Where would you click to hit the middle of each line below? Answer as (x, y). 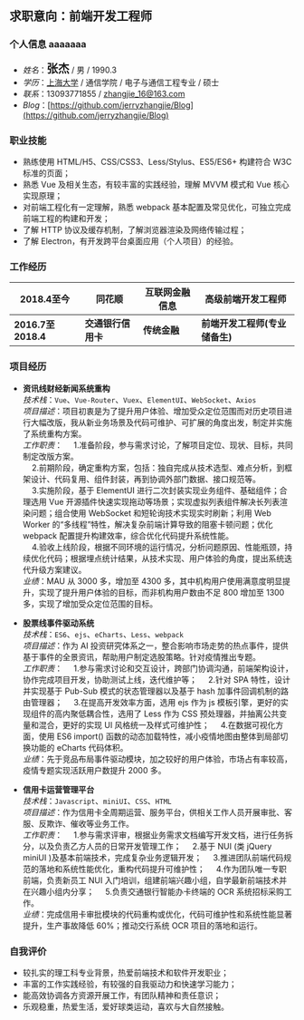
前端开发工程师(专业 (244, 324)
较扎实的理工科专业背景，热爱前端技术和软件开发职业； (125, 972)
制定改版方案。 (50, 456)
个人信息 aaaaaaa (48, 44)
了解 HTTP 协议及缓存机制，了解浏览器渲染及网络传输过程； (134, 229)
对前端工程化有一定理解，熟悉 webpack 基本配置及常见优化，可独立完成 (157, 207)
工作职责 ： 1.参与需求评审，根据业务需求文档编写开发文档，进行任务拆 (158, 835)
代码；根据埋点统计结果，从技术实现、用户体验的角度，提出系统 (166, 558)
